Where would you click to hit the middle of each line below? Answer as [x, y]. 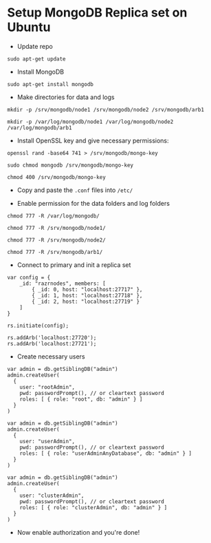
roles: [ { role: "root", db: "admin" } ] [81, 399]
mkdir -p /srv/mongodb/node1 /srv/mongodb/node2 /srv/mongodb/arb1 [106, 109]
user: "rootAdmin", [47, 387]
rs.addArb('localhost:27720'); [52, 338]
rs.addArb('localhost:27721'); [52, 343]
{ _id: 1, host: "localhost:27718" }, [87, 295]
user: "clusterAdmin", [52, 496]
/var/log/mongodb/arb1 [40, 128]
